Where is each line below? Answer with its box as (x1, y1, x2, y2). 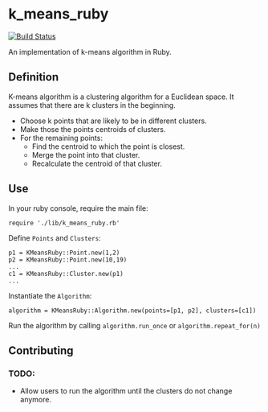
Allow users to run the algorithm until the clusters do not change (19, 386, 233, 396)
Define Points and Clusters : (8, 233, 102, 242)
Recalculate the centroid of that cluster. (31, 159, 163, 168)
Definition (8, 70, 59, 84)
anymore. (19, 395, 52, 405)
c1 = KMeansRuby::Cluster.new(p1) (8, 270, 124, 278)
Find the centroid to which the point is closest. (31, 142, 185, 151)
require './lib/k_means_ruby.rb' (8, 219, 120, 227)
